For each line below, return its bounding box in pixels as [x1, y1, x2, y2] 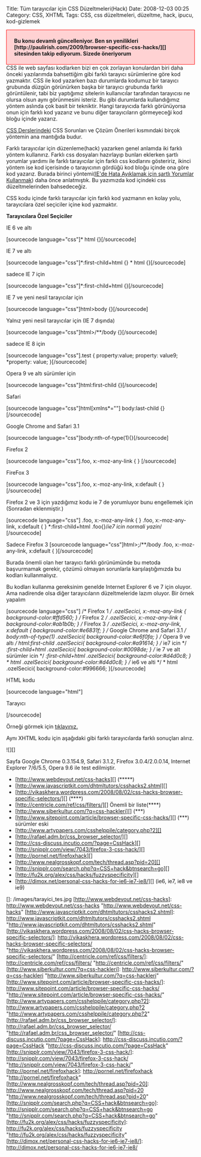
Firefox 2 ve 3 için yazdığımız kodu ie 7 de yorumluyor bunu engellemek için [6, 499, 193, 506]
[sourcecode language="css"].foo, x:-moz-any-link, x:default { [6, 481, 161, 488]
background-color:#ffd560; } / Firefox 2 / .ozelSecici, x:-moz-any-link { [6, 614, 182, 621]
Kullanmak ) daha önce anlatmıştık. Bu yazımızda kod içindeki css [6, 177, 166, 183]
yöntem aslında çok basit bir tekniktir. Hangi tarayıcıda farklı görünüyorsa [6, 102, 186, 110]
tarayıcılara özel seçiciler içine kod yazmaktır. [6, 201, 118, 208]
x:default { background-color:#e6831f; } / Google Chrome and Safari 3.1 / [6, 627, 187, 634]
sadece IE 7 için [6, 271, 45, 277]
